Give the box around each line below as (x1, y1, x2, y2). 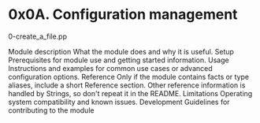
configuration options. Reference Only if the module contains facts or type (8, 72, 250, 81)
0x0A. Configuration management (8, 6, 238, 24)
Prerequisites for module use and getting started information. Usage (8, 55, 230, 65)
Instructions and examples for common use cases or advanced (8, 63, 213, 73)
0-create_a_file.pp (8, 32, 68, 41)
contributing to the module (8, 105, 95, 115)
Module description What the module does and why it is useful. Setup (8, 47, 235, 56)
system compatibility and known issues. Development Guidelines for (8, 97, 230, 106)
